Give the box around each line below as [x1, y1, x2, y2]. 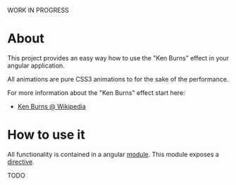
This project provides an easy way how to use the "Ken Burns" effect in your [7, 53, 229, 62]
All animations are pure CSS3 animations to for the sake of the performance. [7, 75, 229, 83]
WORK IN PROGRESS [7, 6, 69, 14]
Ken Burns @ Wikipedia [17, 102, 86, 110]
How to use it [7, 127, 86, 143]
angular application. [7, 61, 65, 70]
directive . [7, 158, 35, 166]
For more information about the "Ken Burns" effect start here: [7, 88, 185, 97]
